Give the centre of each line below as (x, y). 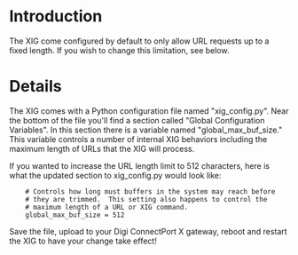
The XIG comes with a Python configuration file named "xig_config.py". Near (149, 111)
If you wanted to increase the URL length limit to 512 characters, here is (140, 165)
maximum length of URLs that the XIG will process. (102, 148)
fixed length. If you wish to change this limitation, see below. (119, 50)
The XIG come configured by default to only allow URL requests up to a (139, 41)
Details (35, 87)
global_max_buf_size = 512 (75, 215)
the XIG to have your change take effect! (83, 241)
